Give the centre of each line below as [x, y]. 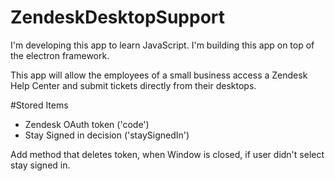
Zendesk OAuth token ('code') [87, 124]
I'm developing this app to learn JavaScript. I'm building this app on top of [162, 45]
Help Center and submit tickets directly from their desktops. [133, 85]
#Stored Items [39, 105]
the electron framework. [60, 55]
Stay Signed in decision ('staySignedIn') [107, 135]
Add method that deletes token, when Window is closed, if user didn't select [167, 154]
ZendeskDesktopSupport [118, 17]
